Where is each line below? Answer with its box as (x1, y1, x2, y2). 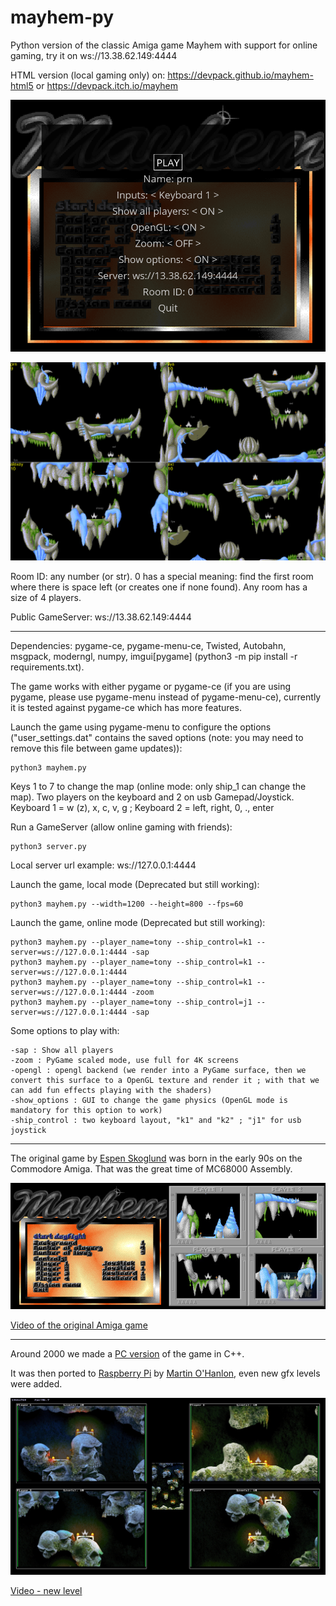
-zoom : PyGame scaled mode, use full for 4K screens (10, 1056, 240, 1066)
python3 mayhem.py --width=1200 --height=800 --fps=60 (10, 899, 244, 910)
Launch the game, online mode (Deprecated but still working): (10, 917, 266, 929)
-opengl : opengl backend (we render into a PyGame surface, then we (10, 1066, 307, 1076)
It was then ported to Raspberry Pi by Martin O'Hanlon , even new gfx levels (10, 1367, 321, 1379)
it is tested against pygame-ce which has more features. (10, 702, 242, 714)
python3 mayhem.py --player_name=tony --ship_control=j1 (10, 997, 253, 1008)
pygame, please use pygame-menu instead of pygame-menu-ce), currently (10, 691, 322, 703)
